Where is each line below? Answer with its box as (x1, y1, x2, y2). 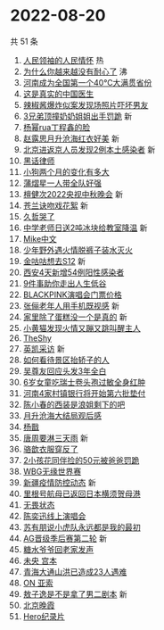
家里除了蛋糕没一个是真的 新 (22, 311, 127, 322)
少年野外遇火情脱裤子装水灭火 (22, 245, 133, 255)
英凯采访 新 (22, 343, 65, 353)
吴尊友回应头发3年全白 (22, 365, 107, 376)
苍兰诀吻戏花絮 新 (22, 200, 88, 211)
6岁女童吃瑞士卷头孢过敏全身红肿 (22, 377, 146, 387)
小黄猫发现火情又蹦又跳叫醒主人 (22, 322, 141, 333)
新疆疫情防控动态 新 (22, 477, 96, 487)
